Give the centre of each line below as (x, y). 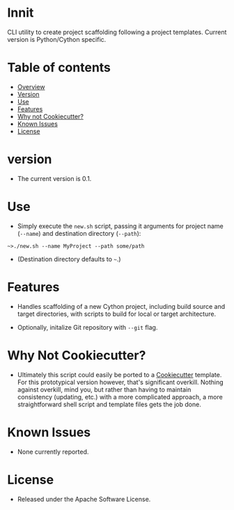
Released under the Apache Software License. (84, 499)
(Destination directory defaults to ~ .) (69, 259)
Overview (31, 87)
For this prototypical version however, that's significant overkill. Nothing (120, 382)
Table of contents (59, 68)
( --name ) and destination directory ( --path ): (79, 233)
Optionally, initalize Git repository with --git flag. (87, 327)
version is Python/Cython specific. (57, 39)
